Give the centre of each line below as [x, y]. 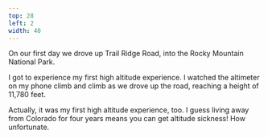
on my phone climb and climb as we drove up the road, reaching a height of [134, 86]
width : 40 [25, 30]
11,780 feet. [27, 95]
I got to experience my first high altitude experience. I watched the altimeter [134, 78]
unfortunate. [29, 127]
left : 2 [21, 23]
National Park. [32, 62]
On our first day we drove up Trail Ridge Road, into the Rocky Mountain [126, 54]
